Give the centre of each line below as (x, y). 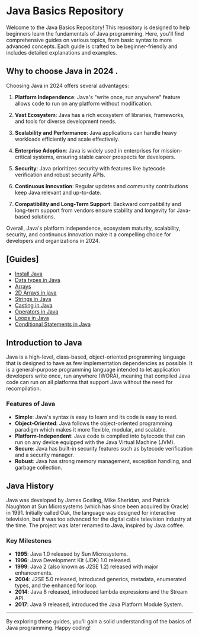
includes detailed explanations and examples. (62, 52)
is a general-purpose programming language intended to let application (93, 370)
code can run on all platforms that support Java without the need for (89, 382)
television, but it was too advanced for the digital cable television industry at (99, 519)
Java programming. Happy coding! (48, 628)
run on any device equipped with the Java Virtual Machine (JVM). (95, 442)
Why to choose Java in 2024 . (62, 72)
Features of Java (31, 404)
